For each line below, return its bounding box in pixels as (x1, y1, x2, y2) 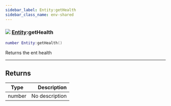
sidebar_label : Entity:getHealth (5, 7, 76, 13)
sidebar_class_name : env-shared (5, 12, 74, 17)
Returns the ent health (5, 49, 52, 56)
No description (31, 92, 67, 99)
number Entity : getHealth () (5, 40, 63, 46)
